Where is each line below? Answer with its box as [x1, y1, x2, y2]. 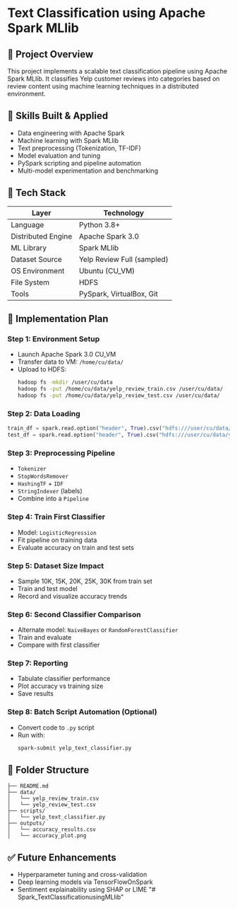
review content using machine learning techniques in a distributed [7, 82, 200, 90]
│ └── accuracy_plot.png [7, 832, 87, 839]
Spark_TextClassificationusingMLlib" [17, 893, 124, 902]
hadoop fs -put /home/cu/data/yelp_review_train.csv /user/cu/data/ [17, 386, 224, 393]
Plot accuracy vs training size [17, 682, 104, 691]
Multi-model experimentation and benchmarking [17, 166, 159, 175]
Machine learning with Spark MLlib [17, 136, 119, 144]
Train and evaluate [17, 633, 72, 642]
